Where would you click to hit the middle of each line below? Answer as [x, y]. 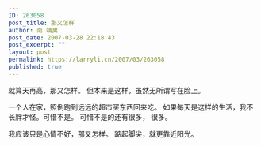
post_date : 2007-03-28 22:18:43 [61, 37]
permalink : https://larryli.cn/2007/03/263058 [86, 60]
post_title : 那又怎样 [42, 23]
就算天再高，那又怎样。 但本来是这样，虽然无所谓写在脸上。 [106, 90]
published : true [35, 67]
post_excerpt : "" [37, 45]
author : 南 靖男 [33, 30]
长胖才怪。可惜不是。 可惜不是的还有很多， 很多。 [90, 117]
